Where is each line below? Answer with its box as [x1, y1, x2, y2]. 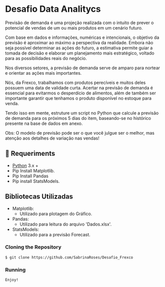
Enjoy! [5, 278, 19, 283]
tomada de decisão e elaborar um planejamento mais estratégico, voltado [5, 50, 155, 56]
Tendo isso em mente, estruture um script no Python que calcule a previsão [5, 110, 159, 116]
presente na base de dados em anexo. [5, 120, 83, 126]
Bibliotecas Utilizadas [5, 193, 73, 201]
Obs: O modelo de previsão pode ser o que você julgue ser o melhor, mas [5, 130, 155, 136]
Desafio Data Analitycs [5, 3, 101, 15]
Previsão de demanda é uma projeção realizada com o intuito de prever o [5, 20, 154, 26]
